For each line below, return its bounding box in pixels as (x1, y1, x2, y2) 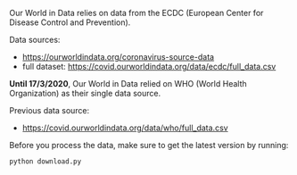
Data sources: (9, 35, 61, 45)
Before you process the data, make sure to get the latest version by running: (9, 140, 289, 150)
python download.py (9, 157, 82, 166)
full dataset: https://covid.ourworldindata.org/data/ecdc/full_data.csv (21, 62, 276, 71)
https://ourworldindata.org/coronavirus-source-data (21, 52, 215, 62)
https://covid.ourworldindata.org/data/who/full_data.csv (21, 122, 229, 133)
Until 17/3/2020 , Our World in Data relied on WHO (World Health (9, 79, 247, 88)
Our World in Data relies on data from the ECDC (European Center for (9, 8, 264, 18)
